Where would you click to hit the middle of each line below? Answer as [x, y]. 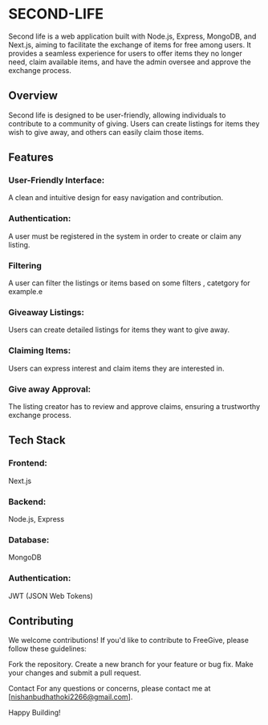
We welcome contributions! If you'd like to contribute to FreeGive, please [128, 641]
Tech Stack [37, 440]
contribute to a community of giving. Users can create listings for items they [134, 123]
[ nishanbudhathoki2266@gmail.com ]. [71, 697]
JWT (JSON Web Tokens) [51, 596]
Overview [33, 96]
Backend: [27, 502]
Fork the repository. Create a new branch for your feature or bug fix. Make [131, 665]
